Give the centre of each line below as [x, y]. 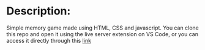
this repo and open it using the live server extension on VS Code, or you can [102, 34]
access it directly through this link [49, 40]
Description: [39, 11]
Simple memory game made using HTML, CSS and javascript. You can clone [102, 28]
